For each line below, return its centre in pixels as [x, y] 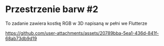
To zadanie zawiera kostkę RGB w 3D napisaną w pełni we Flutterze [76, 23]
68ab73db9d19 [21, 38]
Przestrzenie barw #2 [52, 9]
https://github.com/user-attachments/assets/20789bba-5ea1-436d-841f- [82, 33]
